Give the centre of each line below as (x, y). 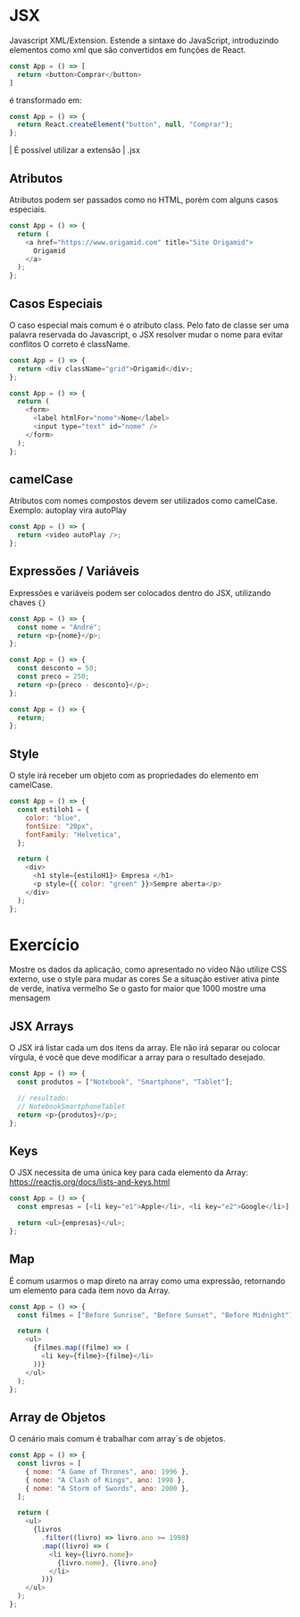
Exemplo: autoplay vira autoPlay (68, 510)
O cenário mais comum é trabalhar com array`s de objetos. (117, 1439)
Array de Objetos (58, 1417)
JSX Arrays (42, 1026)
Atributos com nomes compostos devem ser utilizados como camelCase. (144, 501)
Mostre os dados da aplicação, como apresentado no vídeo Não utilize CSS (148, 970)
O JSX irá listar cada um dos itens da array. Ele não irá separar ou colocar (145, 1048)
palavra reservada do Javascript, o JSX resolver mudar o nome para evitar (146, 334)
